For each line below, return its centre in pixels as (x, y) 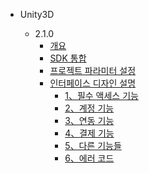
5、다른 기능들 (93, 145)
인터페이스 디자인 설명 (93, 83)
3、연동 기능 (89, 120)
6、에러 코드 (89, 158)
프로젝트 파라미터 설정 (93, 70)
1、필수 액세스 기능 (101, 95)
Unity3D (37, 14)
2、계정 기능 (89, 108)
